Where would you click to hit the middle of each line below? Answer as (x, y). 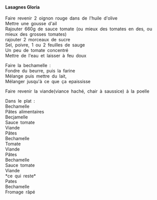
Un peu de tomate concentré (37, 50)
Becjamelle (17, 117)
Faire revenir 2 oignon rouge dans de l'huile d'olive (61, 18)
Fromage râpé (20, 192)
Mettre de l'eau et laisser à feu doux (46, 56)
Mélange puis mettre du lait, (36, 76)
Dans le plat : (20, 101)
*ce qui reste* (21, 176)
